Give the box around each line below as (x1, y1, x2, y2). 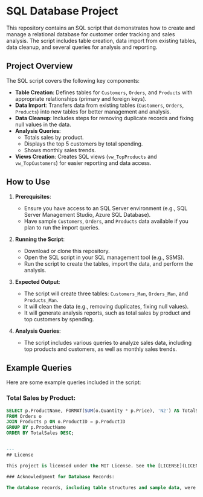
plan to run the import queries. (24, 223, 100, 231)
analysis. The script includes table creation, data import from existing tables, (6, 37, 197, 44)
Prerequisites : (14, 193, 51, 200)
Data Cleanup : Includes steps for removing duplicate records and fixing (14, 114, 194, 121)
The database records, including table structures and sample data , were (6, 484, 196, 490)
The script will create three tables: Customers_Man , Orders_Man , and (24, 290, 188, 297)
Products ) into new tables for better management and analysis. (14, 107, 171, 115)
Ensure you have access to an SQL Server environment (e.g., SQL (24, 204, 188, 212)
